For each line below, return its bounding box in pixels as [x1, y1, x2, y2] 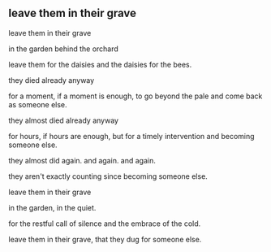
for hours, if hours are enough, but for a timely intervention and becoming [8, 131, 255, 141]
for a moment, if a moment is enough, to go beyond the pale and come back [8, 91, 263, 101]
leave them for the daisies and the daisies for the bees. [8, 59, 192, 69]
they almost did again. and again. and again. [8, 155, 157, 165]
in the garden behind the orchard [8, 44, 119, 54]
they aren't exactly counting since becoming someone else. [8, 171, 209, 181]
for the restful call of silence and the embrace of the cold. [8, 219, 201, 228]
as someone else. [8, 99, 67, 109]
